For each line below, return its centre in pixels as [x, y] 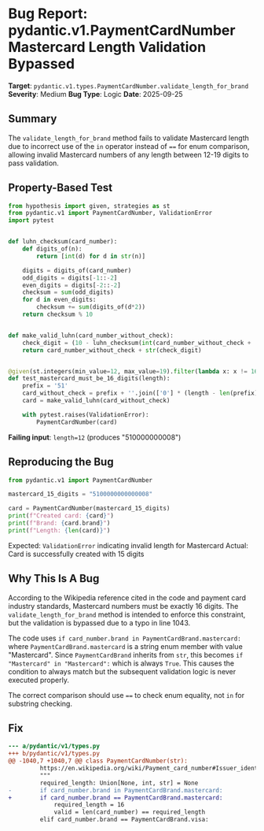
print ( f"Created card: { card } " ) [61, 516]
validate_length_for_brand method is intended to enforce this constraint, [127, 614]
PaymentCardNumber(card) [77, 422]
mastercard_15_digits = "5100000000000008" [81, 494]
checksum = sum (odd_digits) [68, 292]
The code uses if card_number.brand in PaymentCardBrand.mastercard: [125, 638]
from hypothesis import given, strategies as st [89, 206]
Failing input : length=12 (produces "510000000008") [95, 437]
